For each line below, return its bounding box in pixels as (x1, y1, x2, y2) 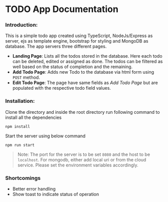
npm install (5, 124, 30, 129)
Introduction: (5, 22, 38, 29)
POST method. (12, 74, 40, 81)
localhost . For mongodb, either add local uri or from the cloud (17, 156, 146, 162)
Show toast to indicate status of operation (12, 191, 99, 197)
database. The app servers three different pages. (5, 44, 107, 50)
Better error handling (12, 186, 56, 192)
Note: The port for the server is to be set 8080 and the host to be (17, 151, 150, 157)
